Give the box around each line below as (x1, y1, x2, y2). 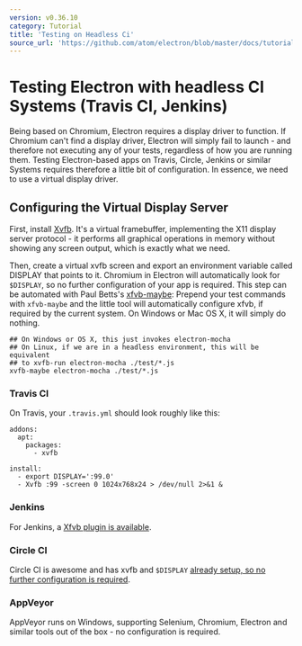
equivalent (9, 351, 50, 360)
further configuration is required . (9, 573, 130, 585)
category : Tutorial (9, 22, 83, 31)
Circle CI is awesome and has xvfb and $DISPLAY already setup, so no (9, 564, 266, 575)
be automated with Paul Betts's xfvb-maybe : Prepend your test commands (9, 289, 286, 300)
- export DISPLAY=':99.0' (17, 472, 115, 481)
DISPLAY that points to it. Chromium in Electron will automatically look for (9, 270, 280, 280)
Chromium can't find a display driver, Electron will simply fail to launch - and (9, 136, 291, 147)
